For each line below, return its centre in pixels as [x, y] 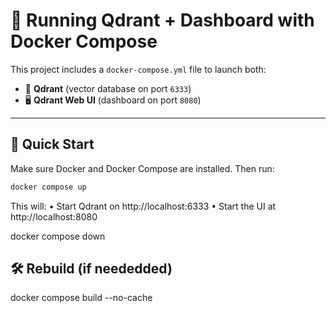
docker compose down [58, 236]
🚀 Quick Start [52, 144]
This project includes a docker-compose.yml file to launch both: [138, 69]
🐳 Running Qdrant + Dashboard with [162, 20]
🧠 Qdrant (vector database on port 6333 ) [108, 88]
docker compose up [48, 187]
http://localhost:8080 [54, 216]
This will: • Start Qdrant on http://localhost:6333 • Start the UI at [143, 206]
